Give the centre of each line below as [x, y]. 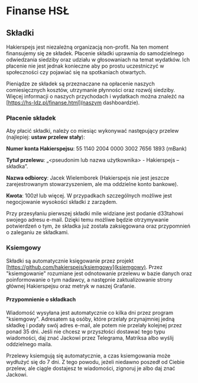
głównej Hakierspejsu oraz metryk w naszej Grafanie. [71, 286]
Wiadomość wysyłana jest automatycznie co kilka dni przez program [90, 312]
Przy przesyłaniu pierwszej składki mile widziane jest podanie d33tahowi [95, 213]
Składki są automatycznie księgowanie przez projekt [70, 261]
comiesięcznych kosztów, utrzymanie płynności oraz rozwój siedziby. [91, 90]
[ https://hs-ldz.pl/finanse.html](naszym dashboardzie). [73, 103]
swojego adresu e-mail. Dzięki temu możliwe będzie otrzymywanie [87, 220]
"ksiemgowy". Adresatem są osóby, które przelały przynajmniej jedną [90, 319]
